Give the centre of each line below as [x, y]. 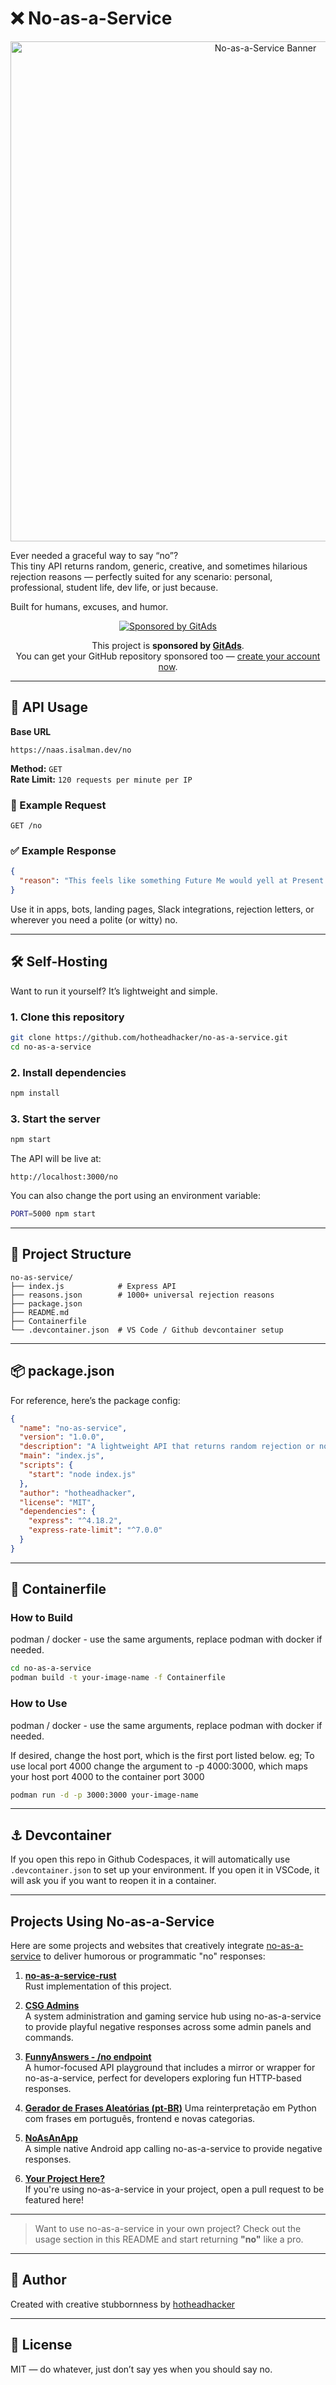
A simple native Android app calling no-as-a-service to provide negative [173, 2149]
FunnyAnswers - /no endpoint [88, 2057]
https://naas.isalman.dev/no [71, 750]
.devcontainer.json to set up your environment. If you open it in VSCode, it [165, 1870]
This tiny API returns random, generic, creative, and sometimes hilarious [159, 566]
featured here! [54, 2200]
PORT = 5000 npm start [53, 1214]
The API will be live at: [56, 1159]
